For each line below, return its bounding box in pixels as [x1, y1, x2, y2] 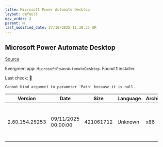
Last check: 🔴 [5, 75, 33, 81]
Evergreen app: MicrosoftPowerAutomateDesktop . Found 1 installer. [5, 65, 136, 71]
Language [117, 95, 142, 102]
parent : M [5, 20, 25, 26]
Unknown [117, 118, 140, 125]
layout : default [5, 12, 38, 17]
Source [5, 56, 19, 62]
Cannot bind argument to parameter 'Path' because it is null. [5, 84, 136, 89]
